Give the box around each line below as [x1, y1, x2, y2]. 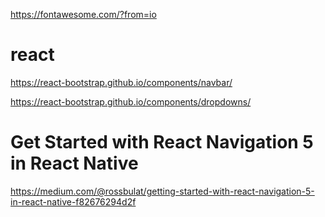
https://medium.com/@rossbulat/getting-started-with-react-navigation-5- [10, 185, 315, 197]
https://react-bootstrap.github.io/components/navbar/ [10, 76, 233, 88]
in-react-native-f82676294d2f [10, 195, 137, 208]
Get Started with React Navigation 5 [10, 131, 314, 154]
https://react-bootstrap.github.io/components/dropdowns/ [10, 95, 252, 108]
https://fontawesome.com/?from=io [10, 9, 157, 20]
